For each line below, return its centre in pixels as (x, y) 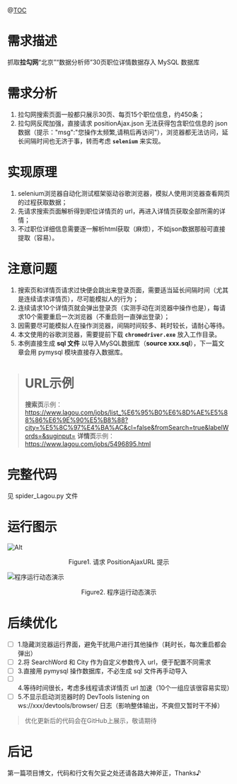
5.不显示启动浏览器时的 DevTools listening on (83, 696)
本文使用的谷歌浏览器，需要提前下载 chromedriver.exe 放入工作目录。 (119, 334)
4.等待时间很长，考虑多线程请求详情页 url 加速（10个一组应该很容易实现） (125, 688)
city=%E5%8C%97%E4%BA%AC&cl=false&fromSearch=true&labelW (127, 427)
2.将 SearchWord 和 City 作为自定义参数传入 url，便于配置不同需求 (114, 662)
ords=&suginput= (50, 436)
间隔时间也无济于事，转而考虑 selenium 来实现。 (94, 140)
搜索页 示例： (43, 404)
